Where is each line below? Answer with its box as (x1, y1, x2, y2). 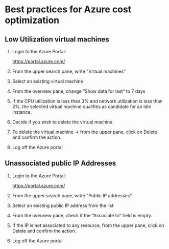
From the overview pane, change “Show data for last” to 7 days (12, 88, 146, 94)
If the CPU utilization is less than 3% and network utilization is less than (12, 98, 163, 104)
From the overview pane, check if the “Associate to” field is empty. (12, 212, 153, 218)
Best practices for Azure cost (5, 4, 132, 15)
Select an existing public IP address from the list (12, 202, 114, 209)
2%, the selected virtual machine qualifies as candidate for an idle (12, 103, 152, 110)
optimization (5, 14, 60, 26)
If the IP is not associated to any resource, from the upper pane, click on (12, 222, 164, 229)
